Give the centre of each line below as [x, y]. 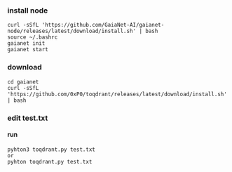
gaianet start [28, 50]
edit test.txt [28, 118]
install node [28, 11]
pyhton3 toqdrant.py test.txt [52, 150]
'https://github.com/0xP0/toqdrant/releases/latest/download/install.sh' [117, 94]
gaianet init [26, 44]
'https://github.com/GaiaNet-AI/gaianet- [103, 25]
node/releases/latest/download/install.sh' [72, 31]
